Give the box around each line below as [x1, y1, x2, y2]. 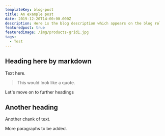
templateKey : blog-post [5, 7, 54, 12]
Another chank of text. [5, 116, 51, 122]
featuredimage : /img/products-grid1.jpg [5, 30, 89, 35]
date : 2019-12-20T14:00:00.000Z [5, 16, 71, 21]
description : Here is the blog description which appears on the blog [5, 21, 153, 26]
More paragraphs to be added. [5, 126, 67, 132]
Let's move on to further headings [5, 89, 74, 95]
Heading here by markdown [5, 57, 92, 66]
